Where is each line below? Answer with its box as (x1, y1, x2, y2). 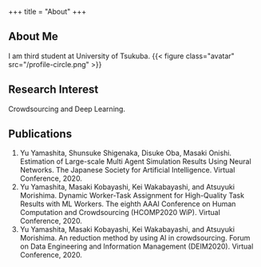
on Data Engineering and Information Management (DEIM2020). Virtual (19, 241, 254, 251)
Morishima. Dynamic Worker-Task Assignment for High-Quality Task (19, 191, 245, 201)
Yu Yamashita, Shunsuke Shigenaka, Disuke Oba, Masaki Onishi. (19, 148, 232, 158)
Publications (8, 127, 73, 141)
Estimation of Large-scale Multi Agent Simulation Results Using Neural (19, 157, 251, 166)
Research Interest (8, 83, 99, 97)
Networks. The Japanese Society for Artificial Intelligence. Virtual (19, 165, 235, 175)
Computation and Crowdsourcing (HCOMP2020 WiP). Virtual (19, 208, 221, 217)
